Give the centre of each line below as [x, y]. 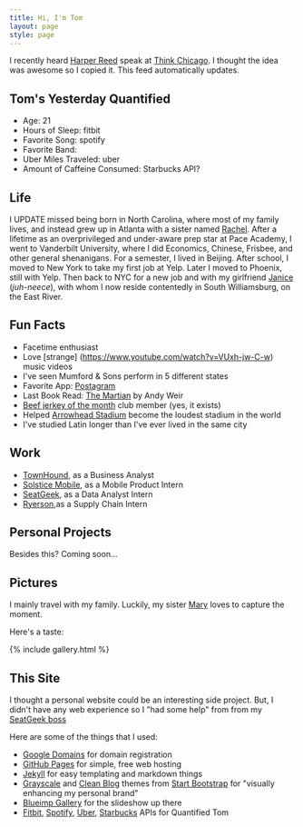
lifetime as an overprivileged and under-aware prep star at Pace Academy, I [151, 239]
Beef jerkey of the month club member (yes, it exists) [122, 404]
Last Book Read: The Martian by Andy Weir [103, 395]
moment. [26, 614]
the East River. [36, 297]
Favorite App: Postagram [69, 385]
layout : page [34, 26]
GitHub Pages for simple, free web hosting [102, 764]
